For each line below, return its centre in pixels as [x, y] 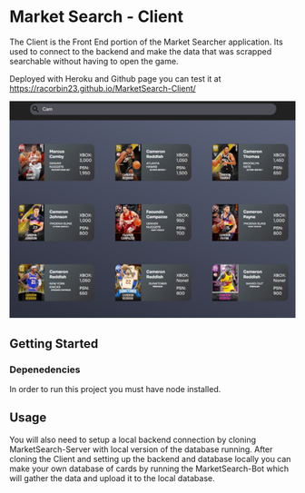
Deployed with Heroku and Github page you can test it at [115, 78]
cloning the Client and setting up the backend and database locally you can [150, 458]
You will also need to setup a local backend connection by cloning [133, 439]
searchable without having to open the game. [94, 61]
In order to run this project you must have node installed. [115, 389]
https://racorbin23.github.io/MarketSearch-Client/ [103, 88]
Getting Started [54, 344]
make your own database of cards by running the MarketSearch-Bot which [149, 468]
